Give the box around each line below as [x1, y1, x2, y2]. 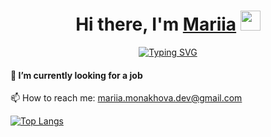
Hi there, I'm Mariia [75, 13, 237, 36]
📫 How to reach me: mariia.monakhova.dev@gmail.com [10, 92, 243, 104]
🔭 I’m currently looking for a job [10, 69, 143, 81]
